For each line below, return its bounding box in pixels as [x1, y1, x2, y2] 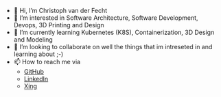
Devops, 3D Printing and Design [13, 21, 104, 29]
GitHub [23, 68, 45, 75]
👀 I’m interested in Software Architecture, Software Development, [13, 14, 198, 22]
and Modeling [13, 36, 53, 44]
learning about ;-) [13, 50, 64, 58]
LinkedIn [23, 75, 49, 83]
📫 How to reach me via [13, 58, 81, 66]
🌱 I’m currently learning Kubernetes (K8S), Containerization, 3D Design [13, 28, 215, 36]
